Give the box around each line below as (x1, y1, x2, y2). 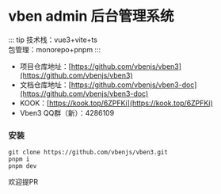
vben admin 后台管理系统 (8, 7, 174, 25)
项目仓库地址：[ (19, 61, 71, 71)
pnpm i (8, 155, 30, 163)
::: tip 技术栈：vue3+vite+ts (8, 35, 97, 44)
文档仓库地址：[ (19, 80, 71, 89)
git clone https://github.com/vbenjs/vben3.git (8, 148, 169, 157)
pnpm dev (8, 162, 37, 170)
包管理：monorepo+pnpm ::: (8, 44, 101, 54)
